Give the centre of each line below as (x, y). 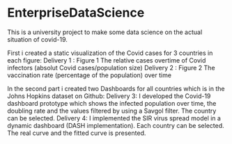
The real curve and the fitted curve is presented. (77, 133)
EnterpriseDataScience (76, 13)
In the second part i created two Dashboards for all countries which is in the (116, 88)
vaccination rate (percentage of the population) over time (90, 75)
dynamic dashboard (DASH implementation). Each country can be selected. (116, 125)
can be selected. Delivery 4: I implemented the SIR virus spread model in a (114, 118)
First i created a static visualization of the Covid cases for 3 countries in (110, 53)
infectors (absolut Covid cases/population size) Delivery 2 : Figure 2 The (111, 67)
